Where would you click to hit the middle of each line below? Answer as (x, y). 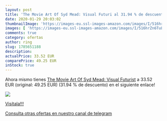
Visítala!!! (14, 104)
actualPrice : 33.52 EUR (30, 56)
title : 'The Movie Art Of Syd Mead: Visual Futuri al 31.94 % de (74, 14)
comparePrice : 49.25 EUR (31, 61)
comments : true (21, 33)
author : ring (19, 42)
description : (19, 51)
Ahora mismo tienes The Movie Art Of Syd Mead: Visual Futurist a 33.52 (79, 80)
